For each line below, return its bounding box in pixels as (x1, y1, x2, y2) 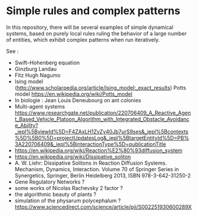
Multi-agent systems (14, 103, 65, 110)
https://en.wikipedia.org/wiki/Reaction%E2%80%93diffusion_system (14, 146, 183, 154)
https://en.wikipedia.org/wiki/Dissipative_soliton (14, 153, 131, 160)
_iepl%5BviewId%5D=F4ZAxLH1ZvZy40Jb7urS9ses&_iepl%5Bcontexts (14, 128, 189, 135)
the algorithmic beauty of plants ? (14, 191, 97, 198)
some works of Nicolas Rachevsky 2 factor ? (14, 184, 123, 191)
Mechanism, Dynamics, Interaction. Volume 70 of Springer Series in (14, 165, 179, 172)
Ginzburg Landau (14, 65, 57, 72)
